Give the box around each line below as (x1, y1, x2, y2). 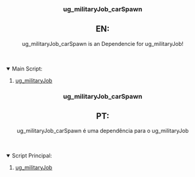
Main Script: (12, 65, 43, 72)
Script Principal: (12, 152, 53, 159)
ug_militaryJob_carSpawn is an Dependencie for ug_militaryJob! (21, 40, 184, 47)
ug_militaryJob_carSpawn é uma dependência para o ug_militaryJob (17, 127, 189, 135)
